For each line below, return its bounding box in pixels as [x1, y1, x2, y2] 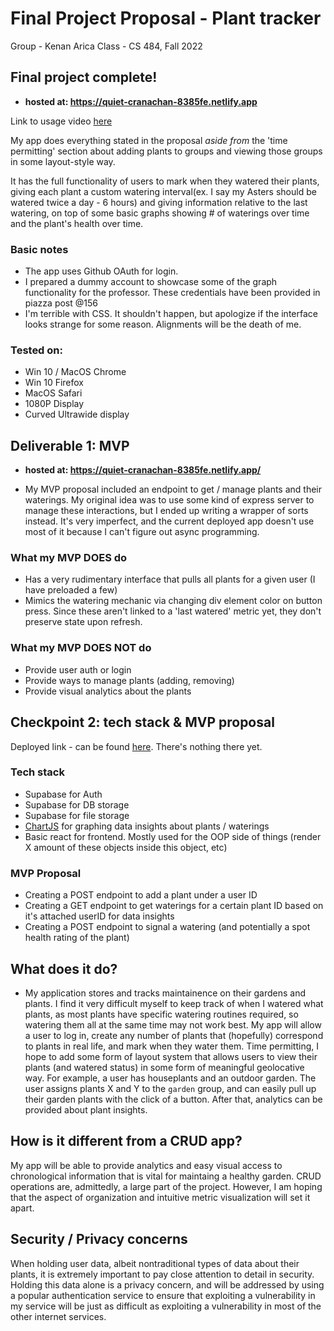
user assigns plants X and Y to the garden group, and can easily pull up [24, 1082, 317, 1094]
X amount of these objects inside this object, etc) [24, 841, 228, 853]
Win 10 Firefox [24, 377, 85, 389]
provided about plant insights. [24, 1103, 148, 1116]
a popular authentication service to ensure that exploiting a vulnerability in [10, 1289, 316, 1301]
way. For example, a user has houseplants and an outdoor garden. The [24, 1072, 317, 1084]
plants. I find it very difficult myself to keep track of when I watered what [24, 997, 324, 1009]
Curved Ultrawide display [24, 408, 130, 421]
